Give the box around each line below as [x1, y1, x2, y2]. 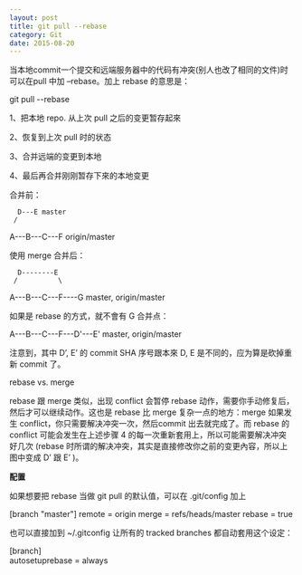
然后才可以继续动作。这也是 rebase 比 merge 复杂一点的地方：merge [9, 407, 267, 417]
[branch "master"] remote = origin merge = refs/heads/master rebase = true [9, 509, 294, 520]
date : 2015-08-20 [9, 38, 75, 48]
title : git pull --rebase [9, 22, 107, 31]
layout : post [9, 13, 59, 23]
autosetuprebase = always [9, 555, 109, 566]
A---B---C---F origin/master [9, 232, 116, 243]
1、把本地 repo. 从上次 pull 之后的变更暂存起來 [9, 112, 182, 123]
